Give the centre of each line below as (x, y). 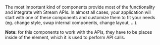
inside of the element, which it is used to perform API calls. (65, 37)
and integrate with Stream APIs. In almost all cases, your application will (79, 12)
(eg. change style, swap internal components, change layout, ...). (71, 22)
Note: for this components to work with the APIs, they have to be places (79, 32)
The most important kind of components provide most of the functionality (80, 7)
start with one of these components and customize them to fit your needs (80, 17)
